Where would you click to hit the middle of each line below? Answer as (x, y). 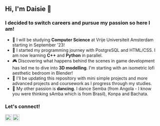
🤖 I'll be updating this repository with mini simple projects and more (80, 78)
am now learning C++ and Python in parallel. (57, 55)
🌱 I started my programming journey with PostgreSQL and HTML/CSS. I (84, 50)
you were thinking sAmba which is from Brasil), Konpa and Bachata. (80, 94)
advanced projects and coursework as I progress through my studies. (82, 83)
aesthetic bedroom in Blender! (42, 73)
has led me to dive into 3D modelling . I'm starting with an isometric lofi (83, 68)
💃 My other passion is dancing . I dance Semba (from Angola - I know (82, 88)
